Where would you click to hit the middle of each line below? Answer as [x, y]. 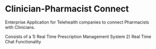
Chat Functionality [23, 41]
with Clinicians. [20, 27]
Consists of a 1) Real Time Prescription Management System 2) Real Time [78, 37]
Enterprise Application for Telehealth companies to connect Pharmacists [77, 22]
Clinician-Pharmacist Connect [67, 9]
